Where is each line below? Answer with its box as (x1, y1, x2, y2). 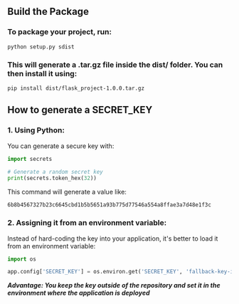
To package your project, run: (7, 27, 112, 37)
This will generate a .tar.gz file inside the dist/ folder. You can (7, 60, 223, 70)
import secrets (7, 155, 53, 162)
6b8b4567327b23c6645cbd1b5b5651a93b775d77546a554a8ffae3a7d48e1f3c (7, 201, 212, 209)
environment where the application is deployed (7, 288, 151, 298)
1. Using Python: (7, 125, 65, 135)
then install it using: (7, 68, 78, 78)
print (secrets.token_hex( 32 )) (7, 174, 97, 182)
